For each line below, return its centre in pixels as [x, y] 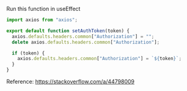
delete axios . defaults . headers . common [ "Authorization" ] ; [86, 42]
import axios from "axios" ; [42, 20]
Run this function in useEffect [43, 9]
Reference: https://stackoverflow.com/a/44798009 [71, 82]
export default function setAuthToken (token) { [68, 31]
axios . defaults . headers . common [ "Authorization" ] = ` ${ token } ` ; [100, 59]
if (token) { [28, 53]
